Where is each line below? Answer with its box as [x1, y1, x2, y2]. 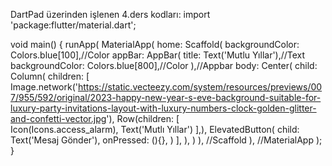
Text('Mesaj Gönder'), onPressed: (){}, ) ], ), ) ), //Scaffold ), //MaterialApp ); [10, 134, 323, 146]
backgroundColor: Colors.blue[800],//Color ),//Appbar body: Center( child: [10, 60, 318, 71]
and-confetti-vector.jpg [10, 113, 107, 124]
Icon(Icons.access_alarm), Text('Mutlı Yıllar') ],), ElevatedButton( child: [10, 124, 300, 135]
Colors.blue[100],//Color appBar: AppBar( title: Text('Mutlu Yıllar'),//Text [10, 49, 306, 61]
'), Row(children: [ [106, 113, 180, 124]
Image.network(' [10, 81, 78, 93]
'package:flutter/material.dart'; [10, 19, 137, 31]
